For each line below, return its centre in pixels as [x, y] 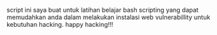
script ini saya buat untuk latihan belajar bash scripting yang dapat [103, 10]
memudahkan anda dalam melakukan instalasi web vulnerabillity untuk [108, 17]
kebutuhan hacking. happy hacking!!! [60, 24]
